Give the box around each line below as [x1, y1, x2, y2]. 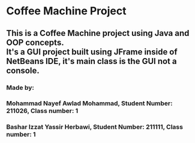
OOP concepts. [6, 37, 64, 47]
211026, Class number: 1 [6, 107, 79, 115]
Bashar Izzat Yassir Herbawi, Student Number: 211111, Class [6, 123, 183, 131]
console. [6, 65, 40, 75]
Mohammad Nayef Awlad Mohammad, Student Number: [6, 99, 173, 108]
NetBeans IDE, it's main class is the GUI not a [6, 56, 177, 66]
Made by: [6, 83, 35, 92]
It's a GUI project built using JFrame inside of [6, 47, 178, 57]
